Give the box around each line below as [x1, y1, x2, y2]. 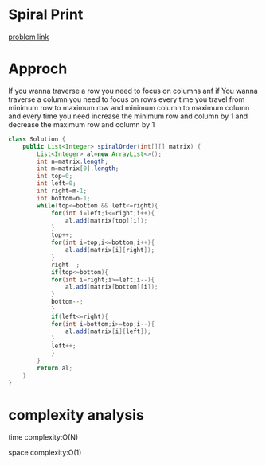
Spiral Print [8, 6, 84, 24]
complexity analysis [8, 405, 145, 424]
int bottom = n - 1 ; [37, 194, 91, 202]
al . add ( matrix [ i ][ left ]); [65, 327, 151, 335]
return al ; [37, 364, 73, 372]
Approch [8, 60, 68, 78]
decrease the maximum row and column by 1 [8, 119, 155, 129]
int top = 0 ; [37, 172, 73, 180]
